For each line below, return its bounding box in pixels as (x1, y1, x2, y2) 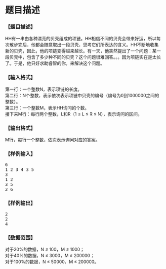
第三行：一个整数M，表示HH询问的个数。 (5, 105, 89, 110)
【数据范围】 (5, 234, 36, 241)
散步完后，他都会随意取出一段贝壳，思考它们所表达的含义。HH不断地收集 (9, 42, 159, 48)
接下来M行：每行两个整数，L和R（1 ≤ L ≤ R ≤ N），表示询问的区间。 (5, 111, 142, 117)
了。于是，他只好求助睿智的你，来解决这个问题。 (5, 60, 105, 66)
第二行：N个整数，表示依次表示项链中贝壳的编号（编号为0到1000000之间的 (5, 92, 160, 98)
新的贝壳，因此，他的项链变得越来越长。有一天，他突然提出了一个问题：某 (5, 48, 157, 54)
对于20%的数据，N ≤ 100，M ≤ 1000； (5, 246, 85, 252)
